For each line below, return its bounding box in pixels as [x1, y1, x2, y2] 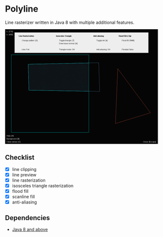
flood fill [12, 188, 29, 194]
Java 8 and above [12, 227, 48, 232]
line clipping [12, 166, 37, 172]
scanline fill [12, 194, 35, 200]
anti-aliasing [12, 199, 37, 205]
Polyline [5, 3, 39, 15]
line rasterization [12, 177, 46, 183]
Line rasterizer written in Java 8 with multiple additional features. [5, 19, 135, 25]
